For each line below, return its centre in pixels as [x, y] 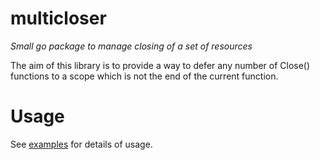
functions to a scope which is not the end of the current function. [144, 76]
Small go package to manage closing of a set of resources [131, 46]
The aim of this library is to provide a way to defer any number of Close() [160, 65]
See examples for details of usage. [81, 144]
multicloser [58, 18]
